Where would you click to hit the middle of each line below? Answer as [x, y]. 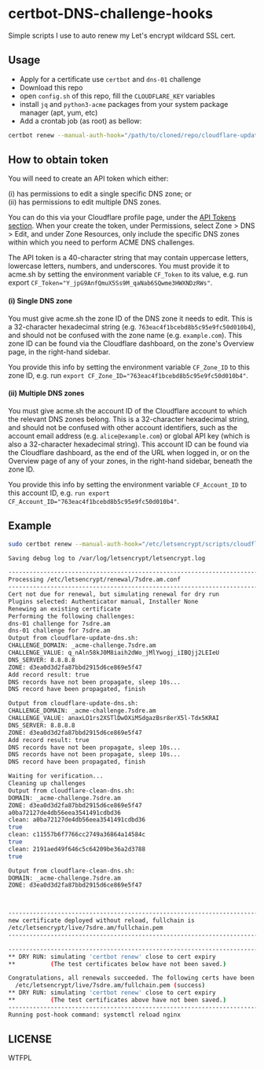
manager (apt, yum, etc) [59, 112]
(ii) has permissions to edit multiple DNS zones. [85, 202]
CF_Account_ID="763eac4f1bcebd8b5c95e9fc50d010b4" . [93, 501]
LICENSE [30, 1040]
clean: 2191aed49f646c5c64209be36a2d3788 [77, 849]
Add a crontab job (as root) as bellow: [81, 121]
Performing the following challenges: [71, 616]
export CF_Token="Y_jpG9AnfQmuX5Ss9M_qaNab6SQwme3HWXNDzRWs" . [110, 283]
